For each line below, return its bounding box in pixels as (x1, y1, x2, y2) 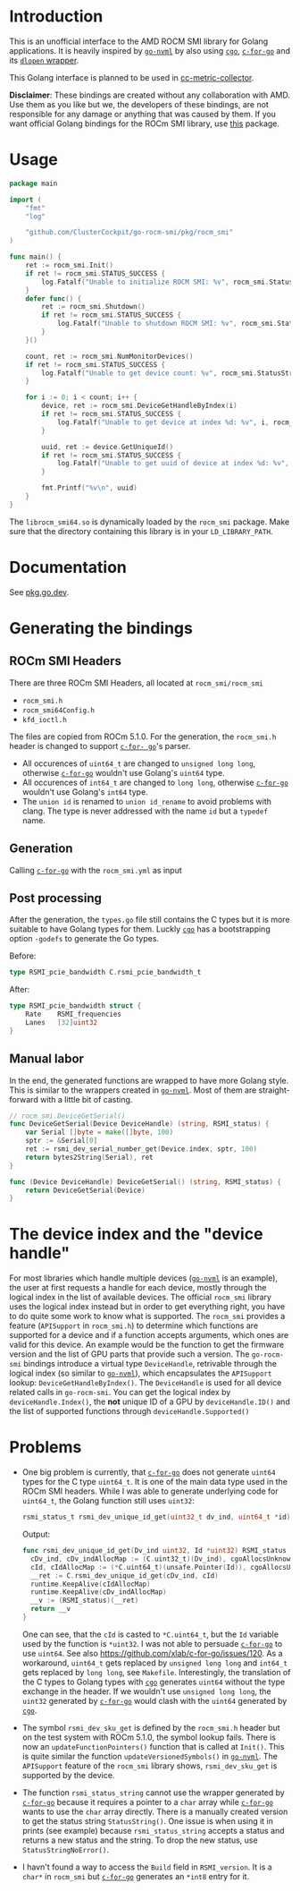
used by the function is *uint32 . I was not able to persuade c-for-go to (21, 1638, 283, 1648)
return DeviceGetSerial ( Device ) (25, 1186, 146, 1195)
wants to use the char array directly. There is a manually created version (21, 1806, 288, 1817)
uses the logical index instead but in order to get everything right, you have (9, 1301, 286, 1312)
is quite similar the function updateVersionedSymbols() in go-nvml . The (21, 1750, 279, 1761)
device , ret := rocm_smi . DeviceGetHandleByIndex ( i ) (41, 401, 238, 411)
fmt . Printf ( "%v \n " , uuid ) (41, 483, 138, 493)
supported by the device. (21, 1769, 115, 1780)
